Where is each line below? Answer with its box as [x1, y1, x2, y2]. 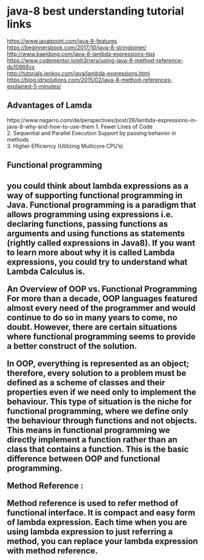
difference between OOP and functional [7, 453, 160, 464]
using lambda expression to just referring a [7, 527, 173, 537]
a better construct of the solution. [7, 341, 137, 351]
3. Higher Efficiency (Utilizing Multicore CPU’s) [7, 142, 124, 150]
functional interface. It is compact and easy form [7, 507, 195, 518]
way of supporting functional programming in [7, 190, 183, 200]
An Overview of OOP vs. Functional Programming [7, 284, 197, 294]
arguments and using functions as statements [7, 228, 185, 239]
